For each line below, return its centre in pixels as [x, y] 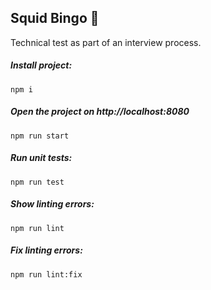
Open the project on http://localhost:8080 [100, 112]
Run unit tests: [41, 158]
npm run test [37, 182]
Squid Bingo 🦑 [55, 18]
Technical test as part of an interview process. [106, 42]
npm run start [40, 136]
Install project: [41, 65]
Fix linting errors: [46, 250]
